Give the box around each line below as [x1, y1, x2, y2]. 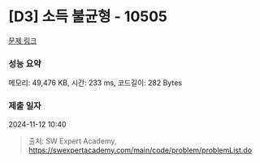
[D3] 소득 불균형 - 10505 [8, 7, 168, 26]
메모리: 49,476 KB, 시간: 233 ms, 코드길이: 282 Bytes [8, 78, 183, 88]
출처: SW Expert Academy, [28, 135, 117, 146]
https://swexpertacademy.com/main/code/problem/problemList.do [28, 145, 253, 155]
